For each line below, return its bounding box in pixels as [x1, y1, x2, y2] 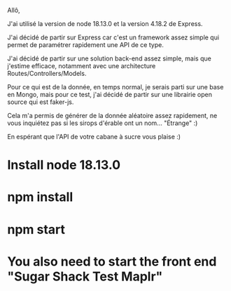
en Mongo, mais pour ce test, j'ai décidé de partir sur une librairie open [7, 91, 212, 98]
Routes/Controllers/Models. [7, 70, 87, 77]
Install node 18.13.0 [7, 157, 121, 173]
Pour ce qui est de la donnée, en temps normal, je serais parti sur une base [7, 83, 224, 91]
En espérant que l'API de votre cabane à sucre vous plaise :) [7, 133, 181, 141]
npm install [7, 189, 73, 205]
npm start [7, 221, 65, 238]
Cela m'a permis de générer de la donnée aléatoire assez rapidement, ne [7, 112, 218, 119]
